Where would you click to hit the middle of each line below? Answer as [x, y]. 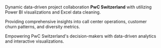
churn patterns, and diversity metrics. [43, 27]
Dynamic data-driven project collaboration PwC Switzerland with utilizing [78, 7]
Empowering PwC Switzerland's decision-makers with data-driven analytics [80, 36]
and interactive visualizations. [35, 41]
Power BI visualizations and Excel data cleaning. [53, 12]
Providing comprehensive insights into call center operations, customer [76, 22]
